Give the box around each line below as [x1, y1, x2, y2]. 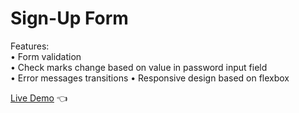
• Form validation [10, 50, 82, 62]
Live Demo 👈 [10, 92, 68, 104]
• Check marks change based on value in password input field [10, 61, 268, 73]
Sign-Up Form [10, 7, 129, 30]
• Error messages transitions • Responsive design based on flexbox [10, 72, 290, 84]
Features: [10, 40, 50, 52]
